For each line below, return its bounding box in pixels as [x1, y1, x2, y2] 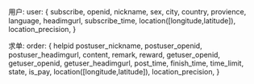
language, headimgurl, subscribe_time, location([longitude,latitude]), [8, 16, 236, 26]
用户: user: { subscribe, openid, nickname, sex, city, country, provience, [8, 7, 247, 16]
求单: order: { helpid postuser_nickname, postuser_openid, [8, 41, 203, 50]
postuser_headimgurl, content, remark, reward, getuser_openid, [8, 50, 220, 59]
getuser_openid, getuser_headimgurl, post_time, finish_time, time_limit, [8, 58, 244, 68]
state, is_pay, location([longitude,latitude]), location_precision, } [8, 67, 220, 76]
